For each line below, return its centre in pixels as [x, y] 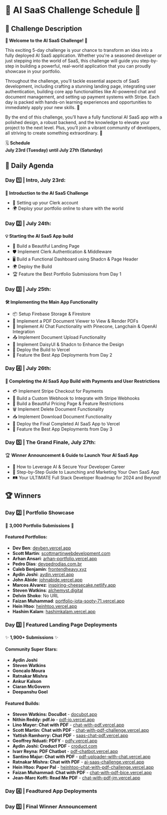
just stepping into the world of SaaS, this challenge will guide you [72, 61]
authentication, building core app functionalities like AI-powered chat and [81, 91]
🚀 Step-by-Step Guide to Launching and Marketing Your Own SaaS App [86, 472]
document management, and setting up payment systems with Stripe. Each [82, 97]
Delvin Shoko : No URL [35, 595]
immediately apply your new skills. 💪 [42, 107]
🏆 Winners [23, 496]
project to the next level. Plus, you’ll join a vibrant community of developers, [83, 128]
